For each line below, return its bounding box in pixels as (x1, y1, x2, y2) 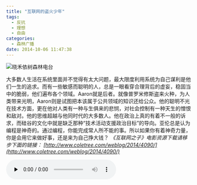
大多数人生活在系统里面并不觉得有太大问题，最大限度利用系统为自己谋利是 (6, 75, 186, 82)
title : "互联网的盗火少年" (6, 8, 65, 15)
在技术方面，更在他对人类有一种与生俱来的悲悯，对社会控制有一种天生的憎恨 (6, 104, 191, 111)
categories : (6, 36, 35, 41)
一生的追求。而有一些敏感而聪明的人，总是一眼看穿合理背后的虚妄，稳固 (11, 83, 186, 90)
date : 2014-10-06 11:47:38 (6, 47, 72, 53)
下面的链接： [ (11, 141, 46, 148)
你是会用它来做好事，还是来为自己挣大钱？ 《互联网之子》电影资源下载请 (6, 134, 182, 141)
